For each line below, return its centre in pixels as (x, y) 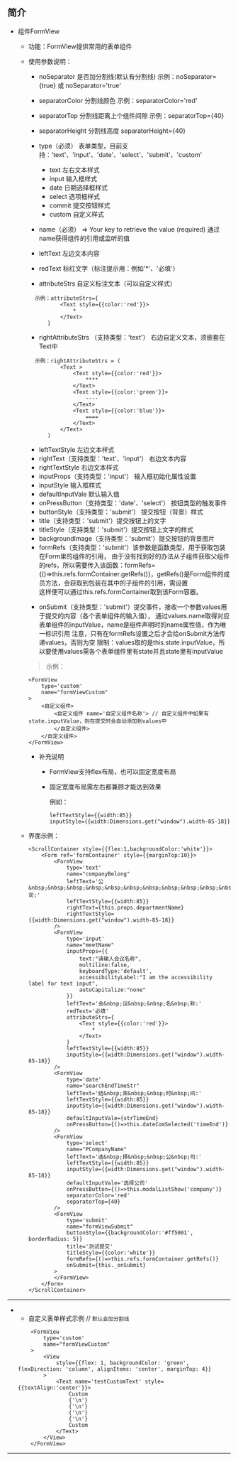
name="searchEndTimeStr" (103, 1086)
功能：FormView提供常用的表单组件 (80, 46)
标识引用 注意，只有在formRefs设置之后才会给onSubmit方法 (132, 633)
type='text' (84, 868)
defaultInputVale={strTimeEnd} (113, 1118)
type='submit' (87, 1220)
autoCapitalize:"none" (113, 990)
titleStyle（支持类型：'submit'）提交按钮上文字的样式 (116, 529)
